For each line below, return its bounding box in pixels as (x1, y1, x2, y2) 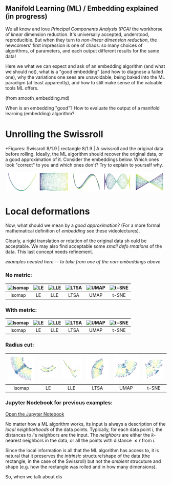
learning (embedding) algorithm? (5, 110, 75, 116)
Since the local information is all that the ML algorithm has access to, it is (5, 447, 159, 453)
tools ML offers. (5, 85, 39, 91)
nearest (5, 437, 21, 443)
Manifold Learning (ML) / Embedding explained (5, 4, 159, 13)
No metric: (5, 272, 32, 279)
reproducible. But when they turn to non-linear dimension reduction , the (5, 37, 157, 43)
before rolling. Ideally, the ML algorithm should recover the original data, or (5, 151, 163, 157)
